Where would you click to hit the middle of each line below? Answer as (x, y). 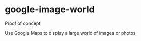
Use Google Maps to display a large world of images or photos (70, 33)
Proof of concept (23, 23)
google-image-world (50, 9)
